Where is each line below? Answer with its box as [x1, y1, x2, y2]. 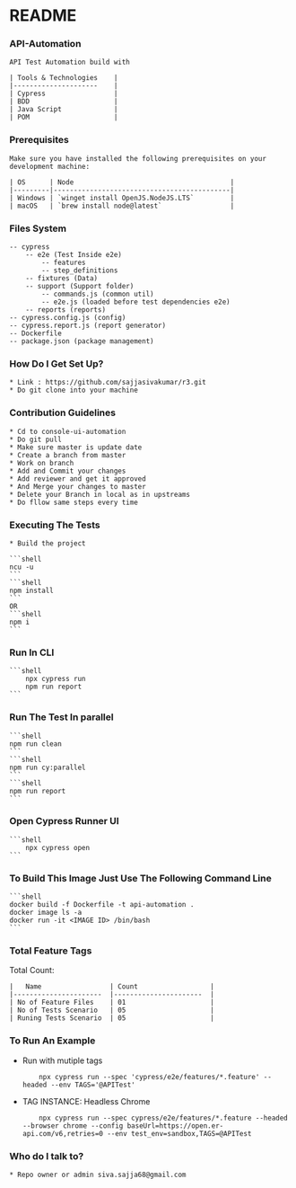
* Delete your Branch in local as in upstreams [9, 490, 191, 499]
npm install [9, 586, 54, 595]
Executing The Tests [9, 519, 100, 531]
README [9, 5, 77, 26]
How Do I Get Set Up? [9, 358, 104, 369]
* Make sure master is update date [9, 442, 143, 452]
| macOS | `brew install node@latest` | [9, 201, 235, 210]
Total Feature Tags [9, 944, 92, 957]
